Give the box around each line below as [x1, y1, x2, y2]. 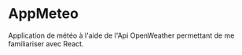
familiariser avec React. [8, 38, 84, 48]
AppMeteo [8, 5, 79, 23]
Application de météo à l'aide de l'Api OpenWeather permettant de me [8, 31, 235, 40]
